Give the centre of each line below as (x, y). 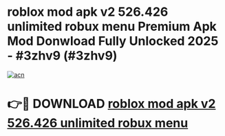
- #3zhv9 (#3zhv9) (62, 56)
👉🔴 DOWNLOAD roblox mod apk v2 (111, 104)
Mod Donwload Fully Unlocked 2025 (113, 41)
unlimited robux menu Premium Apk (112, 26)
